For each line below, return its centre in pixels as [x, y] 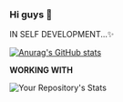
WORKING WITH [41, 70]
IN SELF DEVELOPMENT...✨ [62, 35]
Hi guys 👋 [31, 15]
